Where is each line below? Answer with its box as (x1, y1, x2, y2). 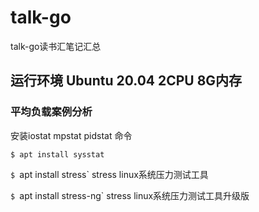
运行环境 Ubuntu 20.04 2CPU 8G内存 (10, 72, 243, 90)
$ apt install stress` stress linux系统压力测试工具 (10, 168, 209, 180)
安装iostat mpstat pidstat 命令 (10, 129, 133, 141)
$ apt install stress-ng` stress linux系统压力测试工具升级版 (10, 189, 250, 201)
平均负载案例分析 (10, 105, 93, 119)
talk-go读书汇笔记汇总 (10, 40, 102, 52)
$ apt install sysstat (10, 149, 105, 160)
